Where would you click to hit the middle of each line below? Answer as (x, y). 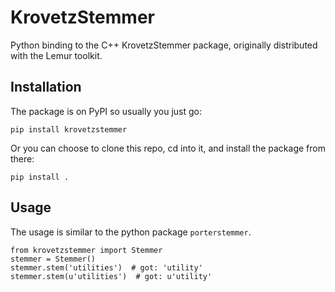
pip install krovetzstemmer (69, 129)
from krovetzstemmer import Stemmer (86, 250)
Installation (46, 87)
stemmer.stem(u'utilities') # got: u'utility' (111, 276)
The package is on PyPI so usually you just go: (106, 111)
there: (22, 158)
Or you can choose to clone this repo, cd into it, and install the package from (168, 148)
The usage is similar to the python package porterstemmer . (131, 232)
